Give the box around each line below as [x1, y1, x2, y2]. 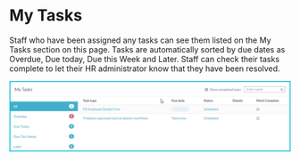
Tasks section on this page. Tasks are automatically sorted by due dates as [9, 44, 286, 54]
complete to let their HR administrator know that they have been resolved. [9, 63, 280, 74]
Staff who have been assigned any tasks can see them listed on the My [9, 35, 271, 45]
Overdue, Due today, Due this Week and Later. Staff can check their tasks [9, 53, 279, 64]
